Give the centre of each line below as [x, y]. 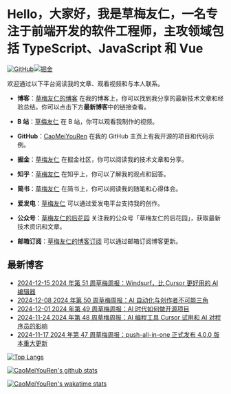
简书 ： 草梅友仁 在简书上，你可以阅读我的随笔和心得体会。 [99, 188]
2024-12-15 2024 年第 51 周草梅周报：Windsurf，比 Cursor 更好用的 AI [118, 282]
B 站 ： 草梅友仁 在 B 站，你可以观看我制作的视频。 [88, 121]
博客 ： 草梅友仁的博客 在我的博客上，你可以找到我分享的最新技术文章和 [117, 98]
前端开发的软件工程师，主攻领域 [122, 31]
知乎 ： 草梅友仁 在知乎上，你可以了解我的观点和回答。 [93, 174]
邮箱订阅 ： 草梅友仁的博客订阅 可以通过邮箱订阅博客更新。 [99, 241]
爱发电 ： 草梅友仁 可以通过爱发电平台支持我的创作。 [90, 203]
